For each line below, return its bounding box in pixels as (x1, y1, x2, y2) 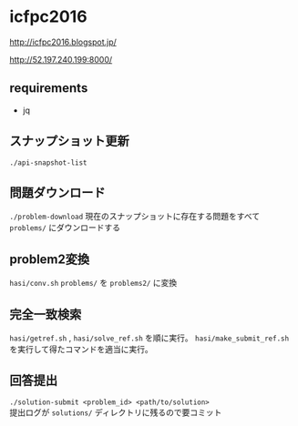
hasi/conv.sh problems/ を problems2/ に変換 (9, 278, 178, 289)
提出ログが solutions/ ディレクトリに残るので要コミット (9, 407, 222, 418)
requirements (9, 80, 88, 96)
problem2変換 (9, 251, 89, 267)
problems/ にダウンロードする (9, 222, 121, 233)
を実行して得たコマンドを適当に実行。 (9, 344, 153, 354)
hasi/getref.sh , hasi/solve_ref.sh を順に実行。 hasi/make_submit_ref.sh (9, 332, 290, 343)
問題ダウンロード (9, 185, 106, 200)
